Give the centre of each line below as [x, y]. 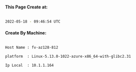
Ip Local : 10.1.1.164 [30, 66]
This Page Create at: [26, 7]
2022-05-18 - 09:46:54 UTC [33, 22]
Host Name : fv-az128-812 [32, 48]
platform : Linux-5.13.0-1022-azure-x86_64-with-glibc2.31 [68, 57]
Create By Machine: [26, 33]
